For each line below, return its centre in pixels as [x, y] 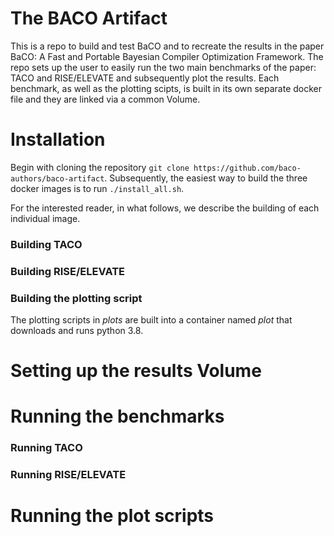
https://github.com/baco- [247, 168]
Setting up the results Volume [136, 371]
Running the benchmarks [117, 416]
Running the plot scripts [112, 516]
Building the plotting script [76, 298]
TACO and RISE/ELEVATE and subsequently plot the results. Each [145, 78]
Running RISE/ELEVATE [68, 475]
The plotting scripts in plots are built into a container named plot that [151, 320]
